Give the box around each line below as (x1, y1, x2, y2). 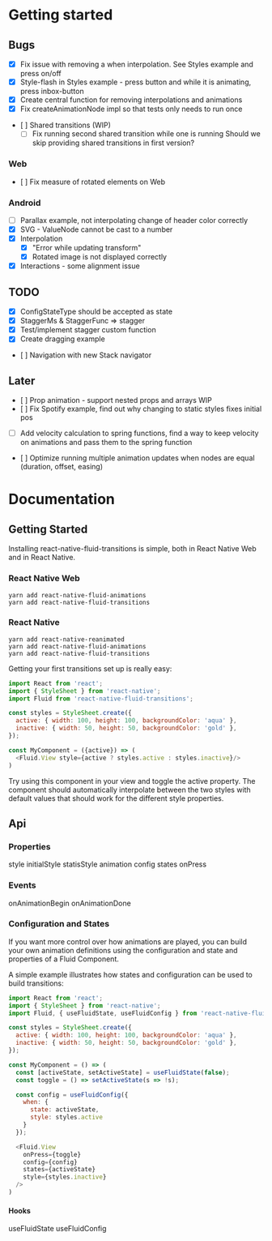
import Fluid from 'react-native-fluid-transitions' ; (8, 695, 194, 703)
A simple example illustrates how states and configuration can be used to (8, 969, 253, 979)
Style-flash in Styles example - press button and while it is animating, (19, 77, 252, 87)
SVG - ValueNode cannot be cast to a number (19, 225, 173, 234)
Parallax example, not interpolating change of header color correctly (19, 215, 249, 225)
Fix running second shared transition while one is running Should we (32, 129, 261, 139)
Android (8, 197, 41, 208)
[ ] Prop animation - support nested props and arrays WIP (19, 396, 213, 405)
